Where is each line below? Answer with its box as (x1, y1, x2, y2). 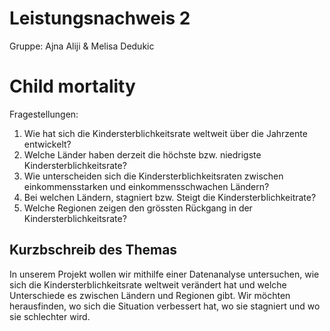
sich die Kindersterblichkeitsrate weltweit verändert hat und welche (9, 278, 287, 291)
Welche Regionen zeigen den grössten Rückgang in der (23, 202, 253, 214)
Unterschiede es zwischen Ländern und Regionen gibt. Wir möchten (9, 289, 291, 301)
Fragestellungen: (9, 108, 79, 120)
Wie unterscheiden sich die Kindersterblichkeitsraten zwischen (23, 170, 284, 182)
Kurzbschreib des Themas (9, 242, 178, 259)
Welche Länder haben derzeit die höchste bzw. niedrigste (23, 148, 262, 161)
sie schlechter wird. (9, 310, 91, 322)
